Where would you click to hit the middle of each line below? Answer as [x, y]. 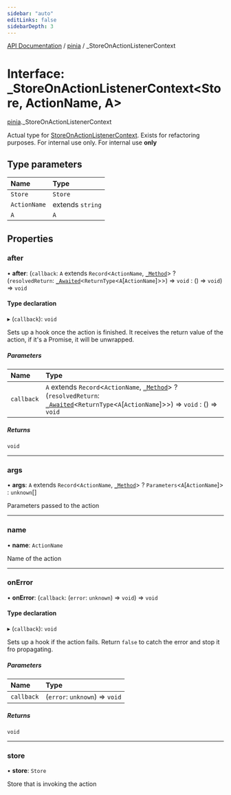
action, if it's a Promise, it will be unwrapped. [71, 340]
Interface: [36, 74]
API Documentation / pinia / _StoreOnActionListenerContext [91, 46]
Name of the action [34, 558]
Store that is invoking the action [52, 784]
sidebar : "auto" [30, 13]
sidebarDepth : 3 [30, 26]
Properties [30, 238]
